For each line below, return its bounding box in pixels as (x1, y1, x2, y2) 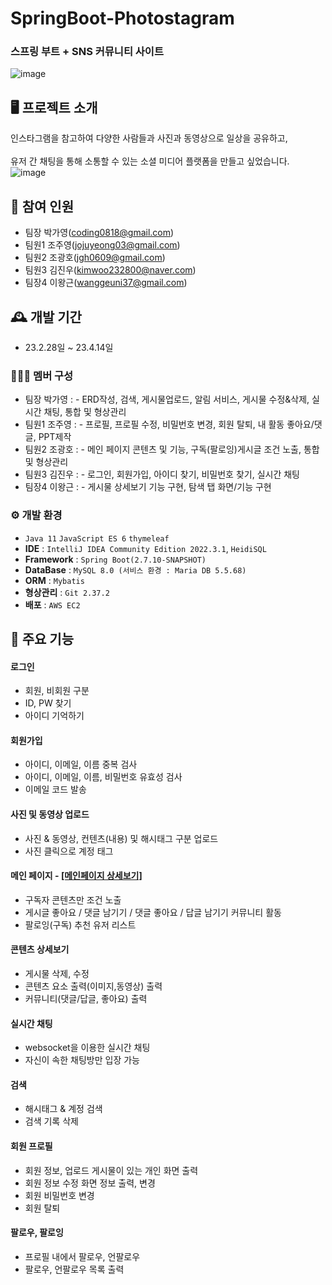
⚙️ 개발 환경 (10, 508, 63, 522)
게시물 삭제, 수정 (24, 967, 90, 979)
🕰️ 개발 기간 (10, 308, 82, 326)
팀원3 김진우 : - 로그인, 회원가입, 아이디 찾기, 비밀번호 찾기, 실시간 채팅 (24, 468, 301, 481)
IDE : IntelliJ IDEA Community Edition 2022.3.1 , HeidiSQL (24, 542, 267, 554)
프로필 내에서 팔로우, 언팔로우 (24, 1250, 141, 1262)
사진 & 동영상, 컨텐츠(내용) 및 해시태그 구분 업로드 (24, 832, 219, 844)
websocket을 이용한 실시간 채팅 (24, 1042, 151, 1054)
